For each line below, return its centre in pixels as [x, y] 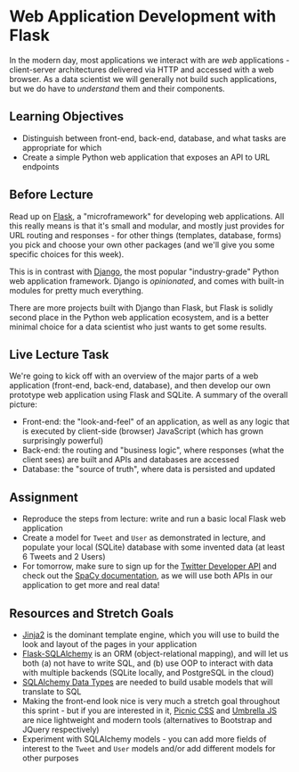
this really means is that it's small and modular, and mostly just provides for [147, 226]
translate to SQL [52, 692]
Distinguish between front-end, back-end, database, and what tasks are [154, 138]
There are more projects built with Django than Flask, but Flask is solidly [141, 307]
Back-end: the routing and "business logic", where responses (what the [153, 450]
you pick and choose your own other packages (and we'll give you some [142, 245]
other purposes [50, 758]
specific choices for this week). [67, 254]
